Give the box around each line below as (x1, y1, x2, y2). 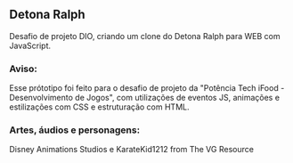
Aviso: (9, 62, 38, 75)
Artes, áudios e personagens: (9, 124, 141, 136)
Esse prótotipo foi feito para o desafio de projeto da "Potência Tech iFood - (9, 83, 285, 94)
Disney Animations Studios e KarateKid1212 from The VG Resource (9, 144, 254, 155)
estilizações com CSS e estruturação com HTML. (9, 102, 190, 112)
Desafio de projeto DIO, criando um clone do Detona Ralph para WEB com (9, 30, 281, 41)
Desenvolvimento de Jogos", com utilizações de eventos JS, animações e (9, 93, 281, 103)
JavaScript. (9, 40, 52, 51)
